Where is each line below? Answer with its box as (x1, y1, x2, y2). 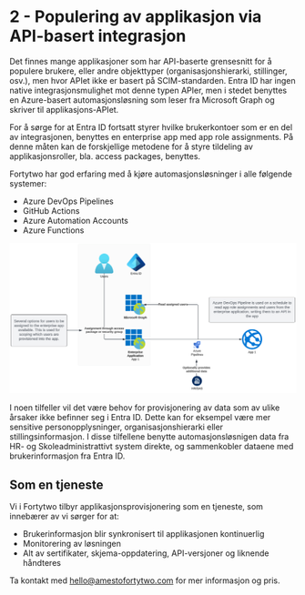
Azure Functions (22, 225, 85, 236)
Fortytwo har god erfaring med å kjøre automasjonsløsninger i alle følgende (9, 168, 293, 179)
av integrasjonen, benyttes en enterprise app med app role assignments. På (9, 131, 294, 142)
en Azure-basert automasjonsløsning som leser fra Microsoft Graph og (9, 94, 275, 106)
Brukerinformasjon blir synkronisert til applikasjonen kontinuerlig (22, 529, 265, 540)
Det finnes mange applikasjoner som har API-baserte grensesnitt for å (9, 55, 272, 66)
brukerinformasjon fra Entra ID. (9, 450, 126, 461)
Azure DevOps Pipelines (22, 196, 114, 207)
